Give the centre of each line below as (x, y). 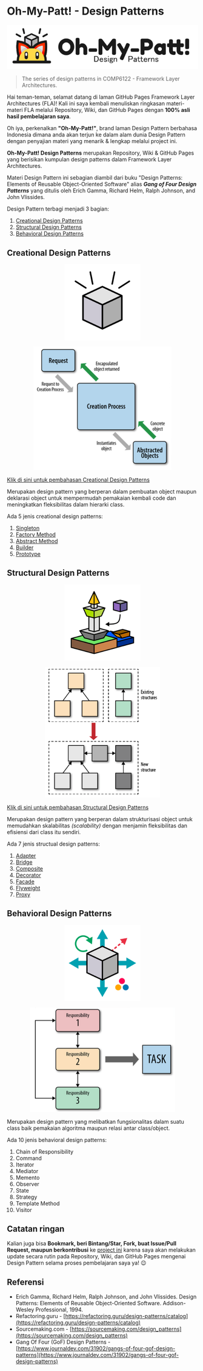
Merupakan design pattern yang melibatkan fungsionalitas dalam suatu (95, 1121)
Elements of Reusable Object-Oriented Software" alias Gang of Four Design (102, 184)
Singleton (28, 528)
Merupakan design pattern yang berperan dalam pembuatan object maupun (102, 492)
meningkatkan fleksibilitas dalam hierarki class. (66, 505)
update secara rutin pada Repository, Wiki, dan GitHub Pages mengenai (96, 1257)
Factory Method (36, 535)
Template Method (38, 1203)
